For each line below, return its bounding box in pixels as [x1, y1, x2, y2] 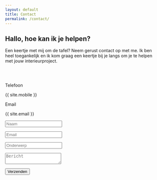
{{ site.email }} [5, 111, 34, 117]
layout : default [5, 7, 38, 12]
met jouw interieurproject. [5, 58, 58, 64]
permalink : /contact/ [5, 16, 50, 21]
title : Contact [5, 12, 36, 17]
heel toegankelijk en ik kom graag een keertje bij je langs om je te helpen [5, 53, 153, 59]
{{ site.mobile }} [5, 92, 37, 98]
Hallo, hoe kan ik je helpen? [5, 34, 91, 43]
